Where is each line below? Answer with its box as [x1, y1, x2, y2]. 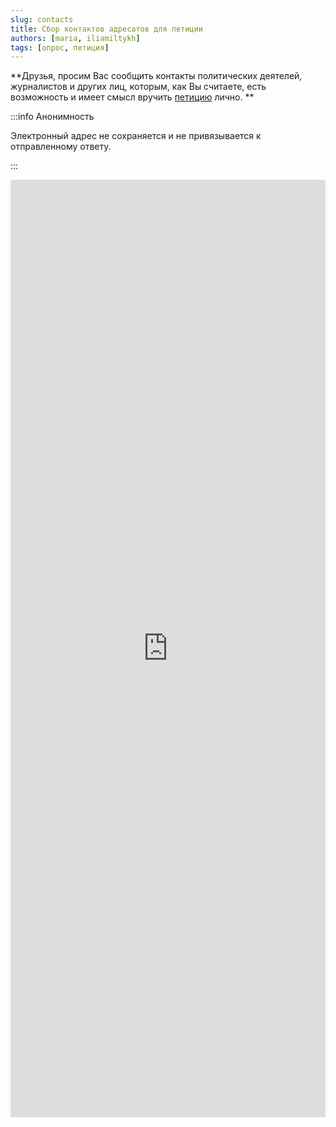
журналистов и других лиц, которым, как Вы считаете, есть [10, 81, 267, 93]
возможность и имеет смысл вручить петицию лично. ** [10, 91, 255, 103]
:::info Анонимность [10, 111, 95, 123]
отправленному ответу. [10, 141, 112, 153]
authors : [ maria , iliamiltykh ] [10, 33, 141, 43]
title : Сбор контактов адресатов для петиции [10, 24, 203, 34]
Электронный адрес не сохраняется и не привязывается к [10, 130, 262, 142]
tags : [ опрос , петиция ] [10, 42, 110, 53]
